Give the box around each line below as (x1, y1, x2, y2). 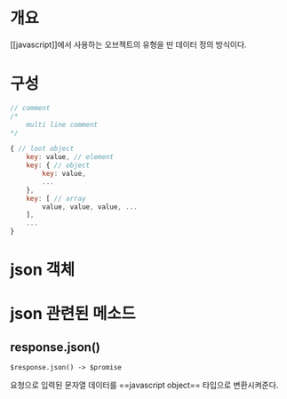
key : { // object (26, 161, 91, 170)
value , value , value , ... (42, 202, 139, 211)
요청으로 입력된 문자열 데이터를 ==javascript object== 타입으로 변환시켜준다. (10, 379, 279, 391)
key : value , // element (26, 153, 115, 162)
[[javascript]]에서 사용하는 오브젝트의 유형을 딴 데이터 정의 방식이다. (10, 39, 247, 50)
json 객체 (10, 259, 76, 280)
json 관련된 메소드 (10, 304, 136, 324)
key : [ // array (26, 194, 87, 203)
